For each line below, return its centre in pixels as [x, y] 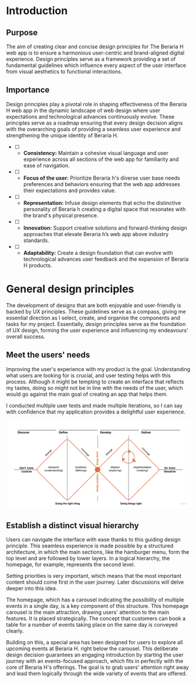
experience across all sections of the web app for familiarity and [101, 159]
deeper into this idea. [32, 588]
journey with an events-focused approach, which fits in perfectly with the [95, 661]
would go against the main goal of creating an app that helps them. [87, 394]
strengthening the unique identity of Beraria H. [62, 135]
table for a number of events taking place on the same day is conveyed [92, 625]
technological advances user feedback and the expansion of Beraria [106, 259]
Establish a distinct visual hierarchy [72, 525]
